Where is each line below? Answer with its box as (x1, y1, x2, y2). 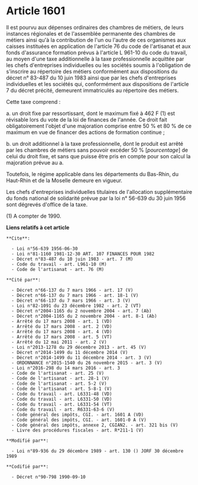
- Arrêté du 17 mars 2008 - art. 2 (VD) (11, 323, 112, 330)
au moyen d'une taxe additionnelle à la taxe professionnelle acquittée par (6, 55, 184, 62)
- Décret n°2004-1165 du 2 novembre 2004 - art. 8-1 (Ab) (11, 313, 158, 319)
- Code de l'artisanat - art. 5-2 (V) (11, 381, 108, 387)
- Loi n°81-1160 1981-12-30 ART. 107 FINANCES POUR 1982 (11, 251, 155, 257)
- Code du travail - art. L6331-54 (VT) (11, 401, 112, 407)
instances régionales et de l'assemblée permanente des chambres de (6, 30, 176, 37)
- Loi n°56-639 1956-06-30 (11, 245, 78, 251)
